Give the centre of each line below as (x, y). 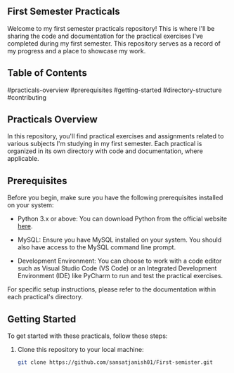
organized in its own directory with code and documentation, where (105, 151)
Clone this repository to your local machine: (80, 350)
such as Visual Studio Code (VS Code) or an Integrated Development (117, 268)
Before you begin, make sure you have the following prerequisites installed (115, 198)
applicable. (23, 159)
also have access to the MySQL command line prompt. (97, 247)
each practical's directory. (45, 297)
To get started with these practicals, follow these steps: (87, 336)
